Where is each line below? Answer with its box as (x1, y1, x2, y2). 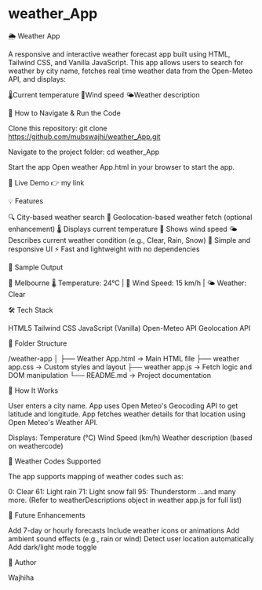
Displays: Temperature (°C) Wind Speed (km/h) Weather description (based (8, 433, 253, 442)
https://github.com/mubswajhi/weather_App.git (8, 131, 161, 141)
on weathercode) (8, 441, 64, 450)
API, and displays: (8, 74, 67, 83)
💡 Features (8, 196, 44, 205)
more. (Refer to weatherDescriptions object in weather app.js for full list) (8, 495, 242, 504)
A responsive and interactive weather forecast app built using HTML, (8, 49, 231, 59)
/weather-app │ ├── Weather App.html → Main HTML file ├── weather (8, 354, 240, 363)
